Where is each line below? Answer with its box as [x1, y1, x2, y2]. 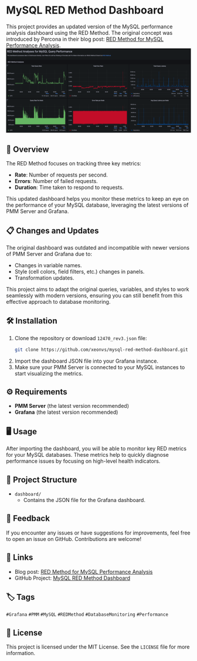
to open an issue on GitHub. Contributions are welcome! [6, 535, 142, 542]
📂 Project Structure [6, 474, 77, 484]
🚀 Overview [6, 144, 49, 154]
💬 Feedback [6, 513, 50, 524]
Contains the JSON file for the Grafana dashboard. [23, 497, 145, 504]
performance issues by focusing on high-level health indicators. [6, 457, 161, 465]
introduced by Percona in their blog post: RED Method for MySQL [6, 35, 164, 42]
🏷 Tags [6, 592, 35, 602]
